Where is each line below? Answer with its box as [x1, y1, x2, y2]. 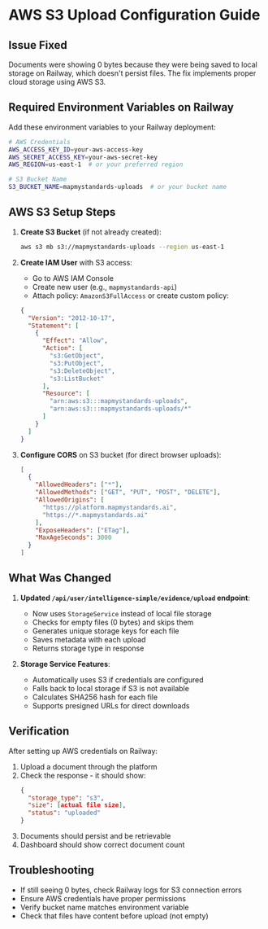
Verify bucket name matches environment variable [19, 902, 189, 912]
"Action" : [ [41, 344, 83, 353]
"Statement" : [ [28, 322, 80, 330]
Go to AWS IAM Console [32, 273, 114, 283]
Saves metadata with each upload [32, 634, 146, 644]
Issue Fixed [8, 38, 67, 52]
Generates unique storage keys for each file [32, 625, 179, 636]
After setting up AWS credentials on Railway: [8, 746, 158, 756]
